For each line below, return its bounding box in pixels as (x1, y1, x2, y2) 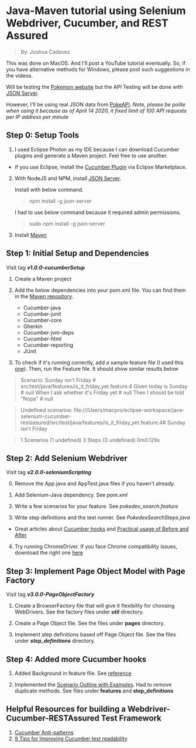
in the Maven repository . (14, 292, 74, 299)
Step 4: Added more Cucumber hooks (6, 654, 147, 664)
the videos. (6, 72, 33, 79)
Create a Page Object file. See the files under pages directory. (14, 620, 165, 627)
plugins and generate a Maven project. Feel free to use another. (14, 152, 168, 159)
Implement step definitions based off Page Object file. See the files (14, 631, 177, 638)
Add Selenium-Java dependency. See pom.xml (14, 491, 128, 498)
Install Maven (14, 231, 47, 238)
